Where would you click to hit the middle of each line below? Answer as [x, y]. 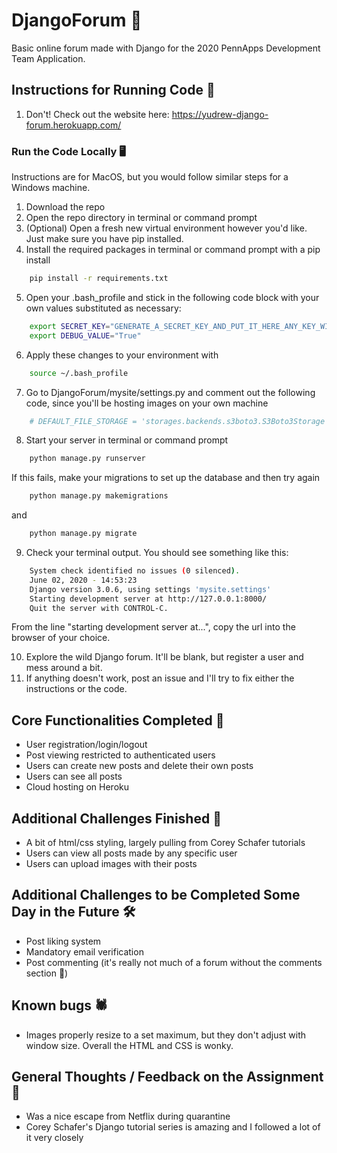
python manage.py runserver [87, 459]
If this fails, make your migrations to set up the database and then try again [166, 478]
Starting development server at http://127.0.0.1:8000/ [148, 599]
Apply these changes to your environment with [122, 355]
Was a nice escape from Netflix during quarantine [128, 1116]
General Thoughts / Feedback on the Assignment [167, 1077]
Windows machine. [51, 188]
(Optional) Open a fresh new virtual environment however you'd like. [166, 228]
